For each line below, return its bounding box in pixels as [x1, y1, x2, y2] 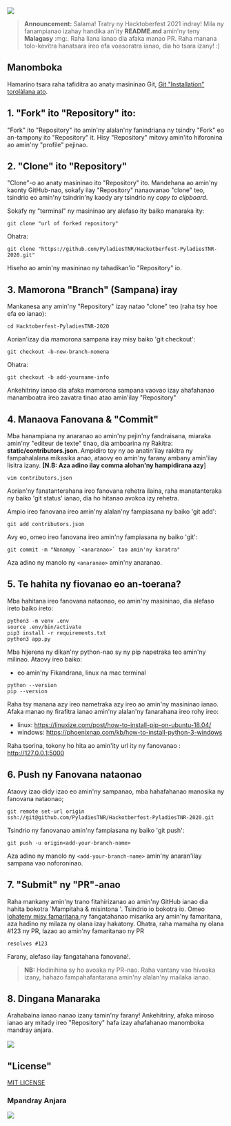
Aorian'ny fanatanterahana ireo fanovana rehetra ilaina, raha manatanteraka [7, 487, 222, 495]
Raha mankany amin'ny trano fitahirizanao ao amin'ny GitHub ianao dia [7, 897, 208, 906]
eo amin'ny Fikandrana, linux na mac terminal [17, 668, 146, 677]
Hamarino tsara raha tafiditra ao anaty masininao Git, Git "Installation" [7, 79, 205, 88]
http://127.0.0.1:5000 [7, 749, 65, 757]
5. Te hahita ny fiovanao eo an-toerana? [7, 579, 181, 590]
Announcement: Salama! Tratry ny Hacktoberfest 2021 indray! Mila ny [23, 20, 224, 28]
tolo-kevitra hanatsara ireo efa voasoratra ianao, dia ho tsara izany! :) [23, 41, 221, 50]
